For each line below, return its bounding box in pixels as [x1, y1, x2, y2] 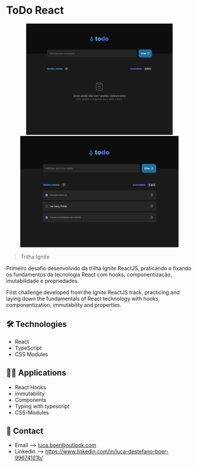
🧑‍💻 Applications [6, 368, 66, 378]
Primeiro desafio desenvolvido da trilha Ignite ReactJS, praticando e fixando [6, 265, 192, 272]
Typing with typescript [14, 402, 70, 409]
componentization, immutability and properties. [6, 301, 122, 309]
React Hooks [14, 383, 46, 390]
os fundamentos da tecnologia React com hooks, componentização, [6, 271, 173, 278]
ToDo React [6, 4, 64, 17]
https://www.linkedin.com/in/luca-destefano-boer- [45, 448, 169, 455]
